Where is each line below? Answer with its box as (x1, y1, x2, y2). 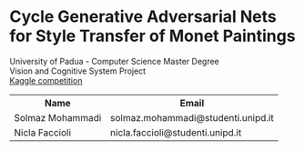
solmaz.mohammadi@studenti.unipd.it (110, 111, 275, 124)
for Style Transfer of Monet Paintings (9, 25, 296, 46)
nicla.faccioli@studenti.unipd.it (110, 126, 242, 138)
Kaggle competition (9, 75, 83, 86)
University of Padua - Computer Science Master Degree (9, 55, 220, 66)
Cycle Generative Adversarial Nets (9, 6, 277, 27)
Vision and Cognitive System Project (9, 65, 147, 76)
